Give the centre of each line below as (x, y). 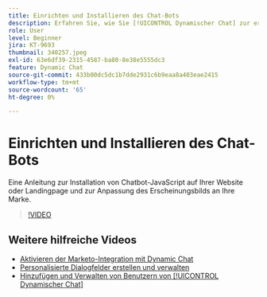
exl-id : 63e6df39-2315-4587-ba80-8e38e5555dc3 (87, 61)
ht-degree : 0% (32, 97)
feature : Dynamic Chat (46, 68)
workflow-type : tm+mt (44, 82)
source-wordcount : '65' (48, 90)
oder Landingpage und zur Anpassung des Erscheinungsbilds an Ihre (122, 191)
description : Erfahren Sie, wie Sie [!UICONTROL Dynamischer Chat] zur (129, 23)
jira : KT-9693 (32, 45)
